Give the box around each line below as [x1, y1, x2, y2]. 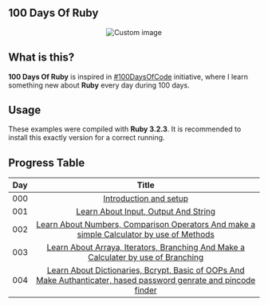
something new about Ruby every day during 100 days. [8, 80, 190, 90]
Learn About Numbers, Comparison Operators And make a [35, 219, 256, 230]
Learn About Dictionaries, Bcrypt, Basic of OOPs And [46, 265, 245, 276]
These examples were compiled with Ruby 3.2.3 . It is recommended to [8, 124, 242, 134]
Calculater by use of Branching [87, 252, 204, 263]
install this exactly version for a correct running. [8, 133, 165, 143]
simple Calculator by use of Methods [77, 229, 215, 240]
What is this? [8, 51, 75, 65]
